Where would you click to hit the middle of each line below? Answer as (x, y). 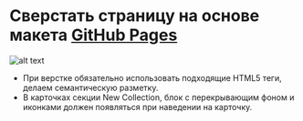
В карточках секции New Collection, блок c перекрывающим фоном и (158, 97)
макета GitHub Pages (94, 35)
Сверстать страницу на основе (135, 16)
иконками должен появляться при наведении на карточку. (137, 106)
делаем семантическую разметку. (90, 87)
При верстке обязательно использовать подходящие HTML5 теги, (152, 77)
